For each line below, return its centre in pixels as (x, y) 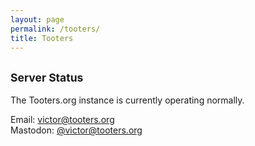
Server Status (47, 77)
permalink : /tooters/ (55, 29)
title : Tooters (42, 38)
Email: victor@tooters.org (62, 120)
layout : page (37, 19)
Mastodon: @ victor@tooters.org (76, 130)
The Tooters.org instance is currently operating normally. (127, 100)
